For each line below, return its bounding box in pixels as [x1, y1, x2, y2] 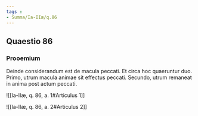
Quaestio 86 [6, 36, 53, 46]
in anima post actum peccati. [6, 80, 78, 87]
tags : [6, 8, 23, 15]
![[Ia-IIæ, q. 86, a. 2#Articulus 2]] [6, 104, 88, 111]
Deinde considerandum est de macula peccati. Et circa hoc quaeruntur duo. [6, 68, 193, 75]
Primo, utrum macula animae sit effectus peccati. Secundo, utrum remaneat [6, 74, 192, 81]
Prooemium [6, 54, 41, 62]
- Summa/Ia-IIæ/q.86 [6, 14, 58, 20]
